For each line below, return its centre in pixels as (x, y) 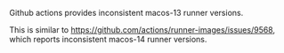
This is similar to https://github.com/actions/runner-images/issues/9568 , (142, 30)
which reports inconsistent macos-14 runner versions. (108, 39)
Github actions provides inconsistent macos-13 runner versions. (126, 13)
